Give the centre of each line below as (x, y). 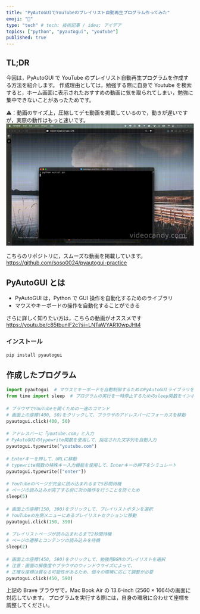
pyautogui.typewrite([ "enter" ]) (46, 471)
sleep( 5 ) (17, 497)
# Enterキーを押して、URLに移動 (42, 459)
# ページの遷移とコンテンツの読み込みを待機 (53, 541)
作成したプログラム (41, 375)
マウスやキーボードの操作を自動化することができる (77, 306)
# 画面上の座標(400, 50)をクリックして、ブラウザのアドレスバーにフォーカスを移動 (96, 415)
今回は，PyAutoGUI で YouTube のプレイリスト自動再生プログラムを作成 (95, 77)
